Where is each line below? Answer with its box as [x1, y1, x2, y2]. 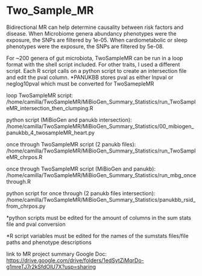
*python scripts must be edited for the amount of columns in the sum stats [6, 214, 192, 221]
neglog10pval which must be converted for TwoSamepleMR [6, 80, 154, 87]
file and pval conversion [6, 221, 66, 228]
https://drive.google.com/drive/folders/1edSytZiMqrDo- [6, 257, 145, 264]
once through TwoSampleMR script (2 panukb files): [6, 140, 136, 148]
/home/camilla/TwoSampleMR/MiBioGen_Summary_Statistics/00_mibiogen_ [6, 122, 194, 130]
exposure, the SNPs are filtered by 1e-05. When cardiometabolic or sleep [6, 36, 188, 43]
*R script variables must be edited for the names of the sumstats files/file [6, 232, 189, 239]
